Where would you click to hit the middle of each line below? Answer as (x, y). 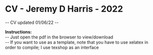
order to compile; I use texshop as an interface (52, 47)
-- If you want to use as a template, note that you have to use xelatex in (76, 42)
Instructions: (19, 32)
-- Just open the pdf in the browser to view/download (59, 37)
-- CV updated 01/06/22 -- (32, 22)
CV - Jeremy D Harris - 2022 (64, 9)
